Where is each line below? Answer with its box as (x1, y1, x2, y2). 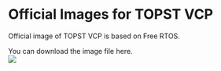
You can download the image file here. (8, 46, 133, 55)
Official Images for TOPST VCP (8, 5, 214, 23)
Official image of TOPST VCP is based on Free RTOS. (8, 31, 181, 41)
